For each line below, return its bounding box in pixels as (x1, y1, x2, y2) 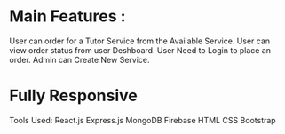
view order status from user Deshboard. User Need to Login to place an (9, 44, 272, 55)
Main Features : (9, 6, 126, 27)
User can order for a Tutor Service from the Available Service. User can (9, 35, 271, 46)
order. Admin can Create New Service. (9, 54, 150, 65)
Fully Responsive (9, 86, 138, 106)
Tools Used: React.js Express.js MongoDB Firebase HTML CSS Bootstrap (9, 114, 277, 125)
